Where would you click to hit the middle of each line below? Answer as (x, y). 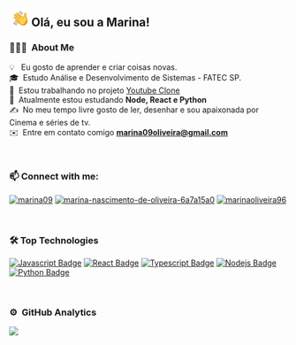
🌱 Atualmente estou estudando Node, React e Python (108, 99)
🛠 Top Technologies (54, 240)
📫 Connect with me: (54, 176)
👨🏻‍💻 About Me (42, 48)
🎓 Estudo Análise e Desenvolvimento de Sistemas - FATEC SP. (125, 77)
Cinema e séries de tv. (50, 122)
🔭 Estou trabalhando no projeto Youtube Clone (95, 90)
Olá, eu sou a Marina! (91, 23)
